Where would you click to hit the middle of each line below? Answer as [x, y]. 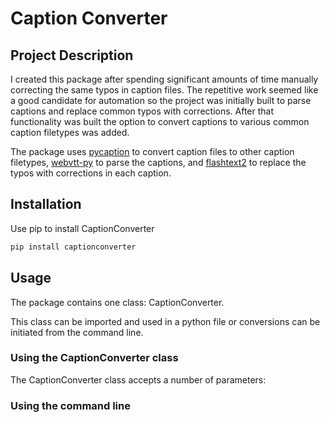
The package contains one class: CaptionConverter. [117, 302]
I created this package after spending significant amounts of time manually [164, 79]
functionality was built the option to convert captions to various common [160, 121]
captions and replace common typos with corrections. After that [142, 111]
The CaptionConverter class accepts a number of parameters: [138, 379]
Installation [46, 204]
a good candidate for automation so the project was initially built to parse [161, 100]
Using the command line [70, 405]
